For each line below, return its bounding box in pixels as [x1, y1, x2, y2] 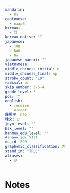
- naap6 [9, 21, 25, 26]
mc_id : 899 [5, 139, 27, 145]
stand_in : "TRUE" [5, 149, 40, 154]
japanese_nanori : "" [5, 57, 47, 62]
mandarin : [5, 7, 25, 12]
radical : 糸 [5, 80, 29, 85]
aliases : [5, 153, 23, 158]
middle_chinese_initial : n [5, 67, 60, 72]
